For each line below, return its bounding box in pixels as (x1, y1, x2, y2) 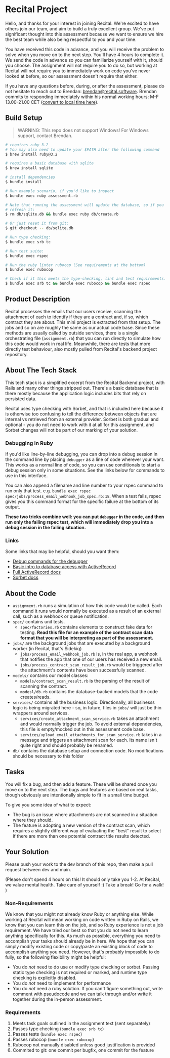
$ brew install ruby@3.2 (5, 152, 58, 157)
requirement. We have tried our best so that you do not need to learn (5, 927, 148, 933)
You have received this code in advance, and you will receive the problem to (5, 46, 164, 52)
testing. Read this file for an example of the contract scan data (20, 629, 153, 636)
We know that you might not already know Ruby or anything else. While (5, 911, 154, 917)
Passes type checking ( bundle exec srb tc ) (12, 1026, 104, 1032)
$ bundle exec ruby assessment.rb (5, 193, 78, 198)
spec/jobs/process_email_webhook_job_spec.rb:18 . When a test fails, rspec (5, 493, 161, 499)
